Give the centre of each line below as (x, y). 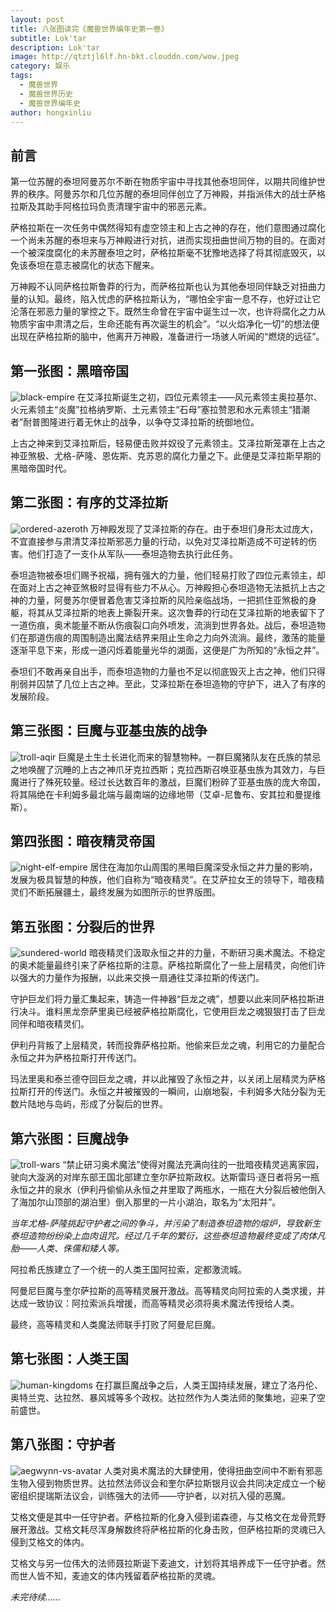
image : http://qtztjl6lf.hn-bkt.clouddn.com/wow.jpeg (125, 57)
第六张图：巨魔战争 (69, 1138)
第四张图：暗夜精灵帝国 (82, 841)
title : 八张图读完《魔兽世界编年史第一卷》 (89, 29)
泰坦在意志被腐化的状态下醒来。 (93, 265)
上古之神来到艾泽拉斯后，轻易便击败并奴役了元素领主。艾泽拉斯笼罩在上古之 (168, 443)
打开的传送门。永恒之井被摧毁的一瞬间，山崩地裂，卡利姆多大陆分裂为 (172, 1092)
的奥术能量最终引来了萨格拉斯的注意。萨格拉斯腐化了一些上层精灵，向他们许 (168, 965)
